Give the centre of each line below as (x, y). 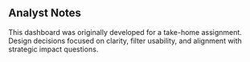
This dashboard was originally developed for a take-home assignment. (125, 32)
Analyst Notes (45, 13)
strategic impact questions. (53, 49)
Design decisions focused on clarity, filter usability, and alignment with (125, 41)
